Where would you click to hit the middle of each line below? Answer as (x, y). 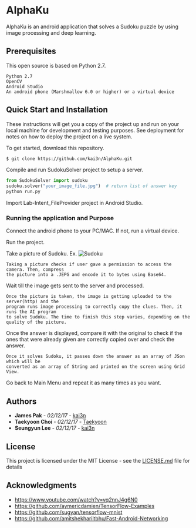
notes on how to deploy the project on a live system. (69, 137)
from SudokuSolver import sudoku (47, 181)
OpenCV (14, 81)
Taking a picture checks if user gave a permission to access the (89, 265)
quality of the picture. (36, 322)
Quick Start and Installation (57, 110)
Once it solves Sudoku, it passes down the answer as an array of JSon (95, 357)
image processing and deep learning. (51, 32)
